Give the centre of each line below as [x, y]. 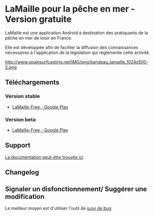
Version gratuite [38, 19]
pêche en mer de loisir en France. [39, 38]
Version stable [23, 96]
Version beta [20, 119]
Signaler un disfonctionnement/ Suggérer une [76, 189]
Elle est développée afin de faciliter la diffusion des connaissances [72, 47]
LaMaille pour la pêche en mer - [70, 9]
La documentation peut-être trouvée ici [44, 157]
